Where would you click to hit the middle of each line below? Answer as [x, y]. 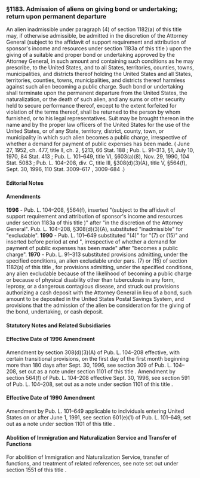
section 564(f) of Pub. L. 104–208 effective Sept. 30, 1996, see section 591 [98, 377]
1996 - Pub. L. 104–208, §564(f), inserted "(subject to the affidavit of [91, 210]
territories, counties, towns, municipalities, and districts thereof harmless [96, 80]
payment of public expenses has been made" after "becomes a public [92, 248]
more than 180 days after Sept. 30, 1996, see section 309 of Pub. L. [89, 365]
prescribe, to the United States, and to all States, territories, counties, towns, [100, 68]
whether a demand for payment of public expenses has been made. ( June [98, 144]
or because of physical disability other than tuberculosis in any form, [90, 280]
